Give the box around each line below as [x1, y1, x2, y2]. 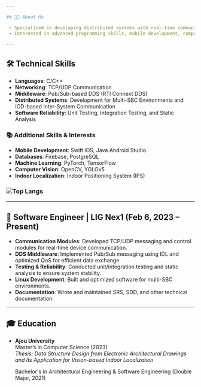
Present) [6, 222, 39, 232]
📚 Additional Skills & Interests [6, 131, 96, 140]
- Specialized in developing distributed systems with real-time [8, 25, 175, 31]
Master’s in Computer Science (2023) [14, 344, 108, 351]
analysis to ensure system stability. [14, 269, 102, 276]
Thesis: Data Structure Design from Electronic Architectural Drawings [14, 350, 187, 357]
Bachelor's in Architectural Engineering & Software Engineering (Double [14, 368, 192, 375]
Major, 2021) [14, 374, 46, 382]
